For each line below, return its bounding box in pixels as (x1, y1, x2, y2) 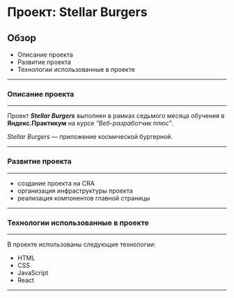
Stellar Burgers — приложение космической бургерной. (7, 133, 173, 141)
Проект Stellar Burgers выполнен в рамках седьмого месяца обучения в (7, 112, 225, 120)
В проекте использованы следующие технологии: (7, 240, 156, 248)
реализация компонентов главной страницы (17, 193, 150, 202)
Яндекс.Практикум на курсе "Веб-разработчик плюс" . (7, 119, 174, 128)
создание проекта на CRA (17, 179, 95, 187)
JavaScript (17, 268, 49, 276)
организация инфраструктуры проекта (17, 186, 134, 195)
